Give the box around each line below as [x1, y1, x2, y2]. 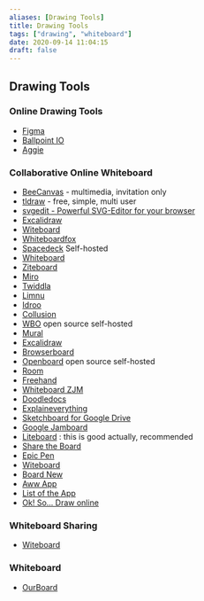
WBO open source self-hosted [21, 318, 133, 329]
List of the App [21, 488, 77, 499]
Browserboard [21, 347, 75, 357]
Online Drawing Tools [9, 105, 103, 118]
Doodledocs [21, 394, 67, 404]
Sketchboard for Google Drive [21, 413, 131, 424]
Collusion [21, 309, 57, 320]
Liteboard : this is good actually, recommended [21, 432, 193, 442]
